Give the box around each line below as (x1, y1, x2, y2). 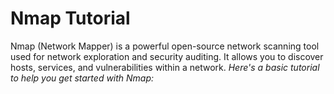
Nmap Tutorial (10, 7, 131, 30)
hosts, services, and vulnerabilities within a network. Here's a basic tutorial (10, 61, 320, 73)
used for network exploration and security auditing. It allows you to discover (10, 50, 324, 62)
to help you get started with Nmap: (10, 72, 155, 84)
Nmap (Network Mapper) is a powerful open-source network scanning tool (10, 40, 320, 52)
